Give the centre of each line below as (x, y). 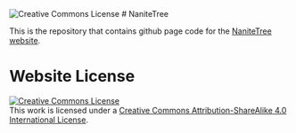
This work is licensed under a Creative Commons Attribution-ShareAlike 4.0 (148, 110)
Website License (72, 77)
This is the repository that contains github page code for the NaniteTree (140, 31)
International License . (49, 120)
